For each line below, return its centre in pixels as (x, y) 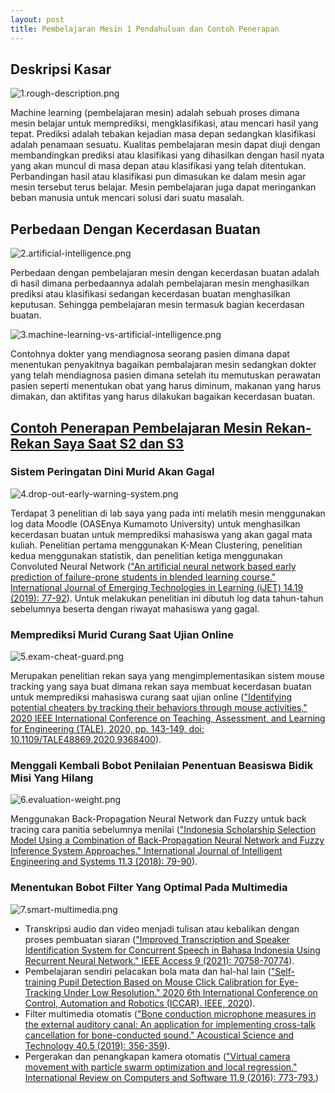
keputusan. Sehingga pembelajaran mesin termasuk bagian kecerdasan (157, 305)
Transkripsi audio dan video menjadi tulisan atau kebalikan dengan (162, 928)
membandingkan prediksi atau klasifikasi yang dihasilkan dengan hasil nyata (167, 155)
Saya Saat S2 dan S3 (119, 443)
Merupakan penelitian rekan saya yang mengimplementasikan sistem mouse (167, 676)
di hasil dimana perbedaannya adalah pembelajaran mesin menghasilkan (160, 283)
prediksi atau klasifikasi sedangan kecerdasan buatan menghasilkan (150, 294)
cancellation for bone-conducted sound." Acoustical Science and (159, 1035)
